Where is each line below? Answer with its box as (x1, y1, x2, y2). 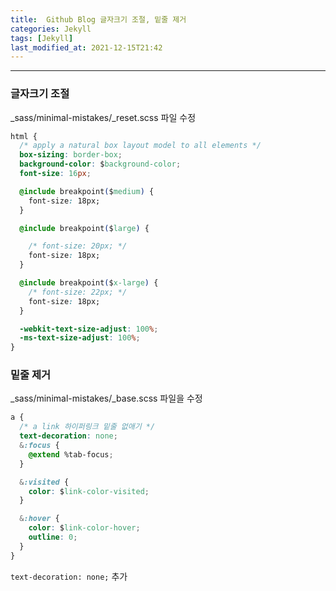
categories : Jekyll (10, 24, 92, 34)
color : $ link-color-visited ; (28, 486, 150, 496)
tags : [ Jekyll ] (10, 33, 74, 43)
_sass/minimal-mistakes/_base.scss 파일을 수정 (10, 392, 203, 405)
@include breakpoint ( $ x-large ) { (19, 278, 159, 288)
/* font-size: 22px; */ (28, 287, 128, 297)
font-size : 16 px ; (19, 169, 92, 179)
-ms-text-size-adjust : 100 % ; (19, 333, 141, 343)
